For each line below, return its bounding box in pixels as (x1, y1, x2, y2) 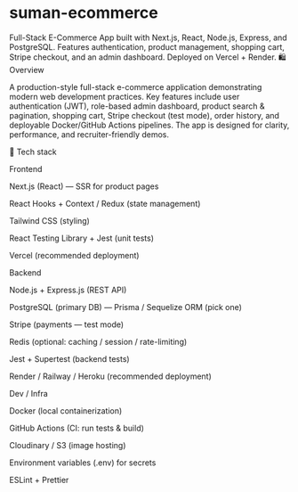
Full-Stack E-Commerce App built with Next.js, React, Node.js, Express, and (9, 32, 287, 43)
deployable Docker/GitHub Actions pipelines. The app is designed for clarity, (9, 119, 290, 130)
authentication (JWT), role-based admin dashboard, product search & (9, 101, 265, 111)
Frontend (9, 163, 43, 174)
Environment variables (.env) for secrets (9, 457, 157, 468)
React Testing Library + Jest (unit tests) (9, 233, 154, 243)
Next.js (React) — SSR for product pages (9, 181, 159, 192)
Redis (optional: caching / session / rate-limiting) (9, 336, 188, 347)
